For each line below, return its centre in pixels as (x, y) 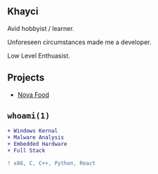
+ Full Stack (26, 151)
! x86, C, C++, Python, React (52, 163)
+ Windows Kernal (33, 131)
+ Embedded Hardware (38, 144)
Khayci (23, 12)
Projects (26, 78)
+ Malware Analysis (36, 138)
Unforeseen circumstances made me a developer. (79, 42)
